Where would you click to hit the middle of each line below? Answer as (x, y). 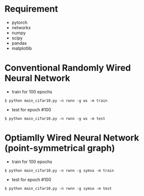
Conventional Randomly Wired (68, 68)
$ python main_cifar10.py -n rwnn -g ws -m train (56, 101)
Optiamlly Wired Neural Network (72, 138)
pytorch (20, 22)
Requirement (31, 9)
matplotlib (22, 48)
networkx (21, 27)
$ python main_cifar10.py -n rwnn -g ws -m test (55, 118)
